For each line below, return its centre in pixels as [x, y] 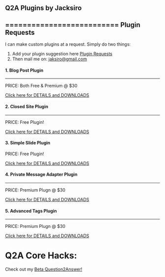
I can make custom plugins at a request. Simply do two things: [68, 44]
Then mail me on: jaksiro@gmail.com [50, 59]
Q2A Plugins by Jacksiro [43, 8]
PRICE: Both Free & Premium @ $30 [41, 86]
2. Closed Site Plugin [27, 107]
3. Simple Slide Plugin [28, 143]
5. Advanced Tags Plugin [31, 211]
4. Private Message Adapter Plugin [41, 174]
